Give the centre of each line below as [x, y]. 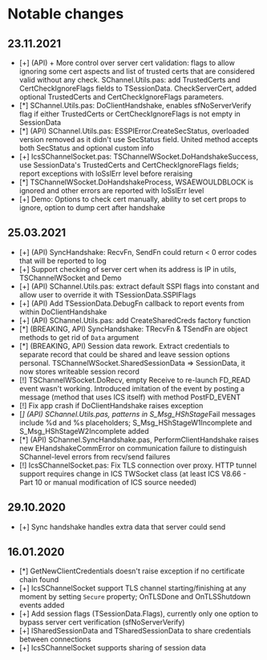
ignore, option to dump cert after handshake [92, 208]
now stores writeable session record [79, 371]
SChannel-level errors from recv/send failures [95, 456]
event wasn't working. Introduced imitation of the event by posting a [132, 388]
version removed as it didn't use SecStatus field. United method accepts [138, 140]
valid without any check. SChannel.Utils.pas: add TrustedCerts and [129, 80]
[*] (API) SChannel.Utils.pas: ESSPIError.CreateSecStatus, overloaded [134, 131]
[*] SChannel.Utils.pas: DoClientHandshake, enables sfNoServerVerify [135, 105]
